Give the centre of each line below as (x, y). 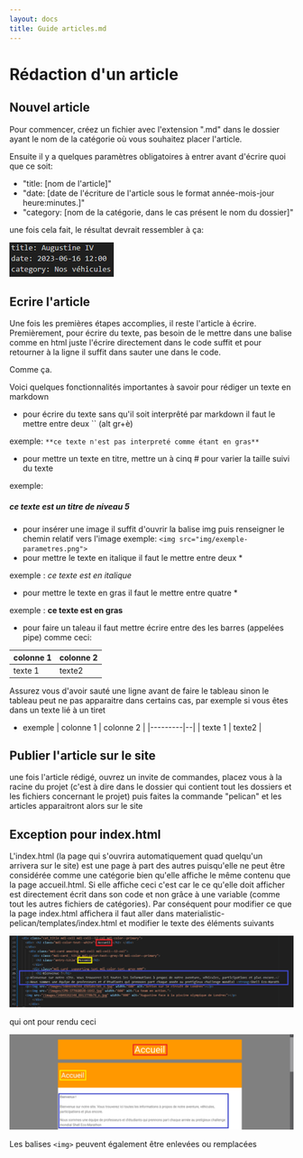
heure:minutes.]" (54, 202)
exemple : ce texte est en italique (71, 575)
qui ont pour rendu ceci (53, 1021)
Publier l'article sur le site (83, 755)
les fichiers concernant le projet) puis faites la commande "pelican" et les (146, 796)
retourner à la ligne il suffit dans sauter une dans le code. (115, 353)
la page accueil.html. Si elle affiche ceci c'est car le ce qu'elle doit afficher (147, 885)
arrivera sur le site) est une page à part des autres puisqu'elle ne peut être (147, 866)
